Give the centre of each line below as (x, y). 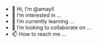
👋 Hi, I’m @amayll (33, 9)
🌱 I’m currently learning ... (43, 21)
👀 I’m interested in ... (36, 15)
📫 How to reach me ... (39, 34)
